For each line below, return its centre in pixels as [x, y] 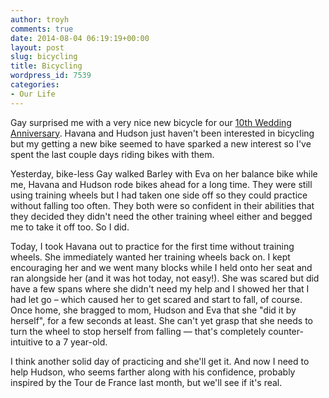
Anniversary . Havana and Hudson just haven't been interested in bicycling [162, 133]
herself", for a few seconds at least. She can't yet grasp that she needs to [161, 320]
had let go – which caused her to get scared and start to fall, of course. [156, 299]
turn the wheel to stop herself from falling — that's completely [138, 331]
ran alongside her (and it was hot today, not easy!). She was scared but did [165, 278]
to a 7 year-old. [76, 342]
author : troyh [40, 19]
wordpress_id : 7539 [51, 76]
